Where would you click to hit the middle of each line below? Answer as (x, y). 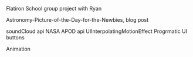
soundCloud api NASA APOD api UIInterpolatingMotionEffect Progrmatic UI (97, 31)
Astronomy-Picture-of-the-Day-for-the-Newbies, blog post (77, 20)
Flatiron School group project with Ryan (54, 9)
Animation (18, 49)
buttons (15, 37)
